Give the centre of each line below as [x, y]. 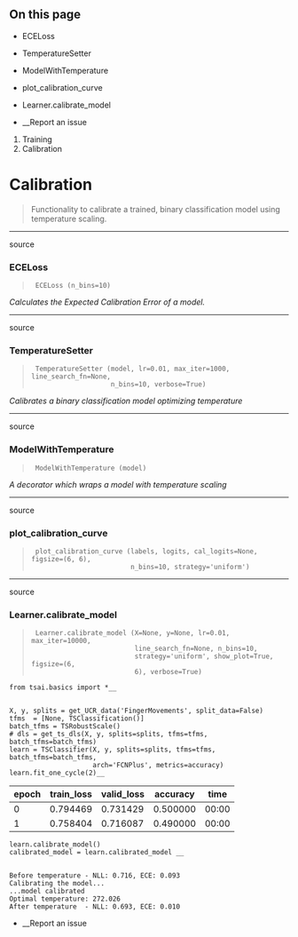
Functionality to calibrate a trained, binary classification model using [156, 209]
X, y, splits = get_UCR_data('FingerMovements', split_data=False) [137, 711]
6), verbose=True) [168, 672]
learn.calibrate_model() [55, 845]
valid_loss [122, 794]
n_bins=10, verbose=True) [158, 385]
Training [37, 139]
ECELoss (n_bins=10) [73, 286]
